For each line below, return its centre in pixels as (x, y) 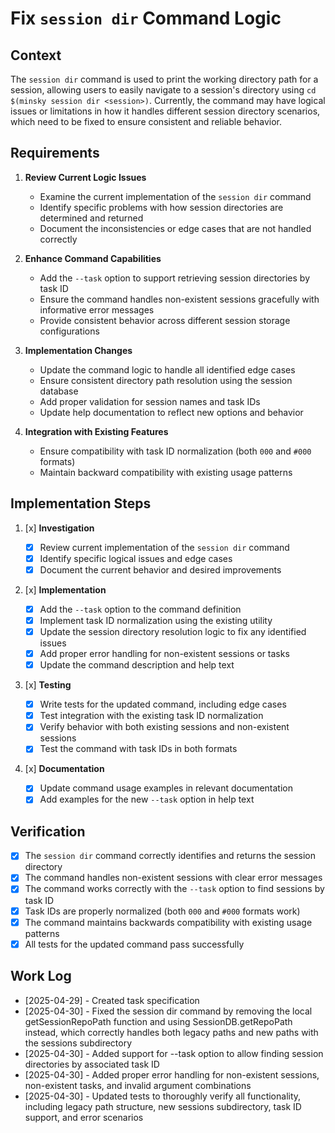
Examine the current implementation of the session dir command (175, 196)
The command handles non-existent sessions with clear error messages (173, 878)
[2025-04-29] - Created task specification (112, 1000)
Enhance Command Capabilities (93, 258)
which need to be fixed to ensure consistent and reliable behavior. (146, 121)
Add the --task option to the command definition (140, 609)
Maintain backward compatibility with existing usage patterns (166, 472)
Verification (48, 831)
